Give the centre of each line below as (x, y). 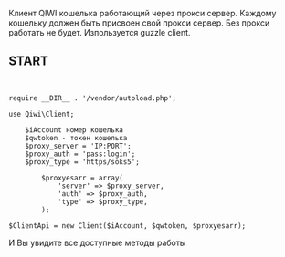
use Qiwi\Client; (42, 114)
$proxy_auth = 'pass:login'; (80, 154)
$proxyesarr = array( (83, 178)
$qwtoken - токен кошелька (76, 138)
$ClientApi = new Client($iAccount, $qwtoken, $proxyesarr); (127, 226)
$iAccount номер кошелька (74, 130)
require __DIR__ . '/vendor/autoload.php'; (93, 98)
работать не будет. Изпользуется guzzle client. (100, 32)
